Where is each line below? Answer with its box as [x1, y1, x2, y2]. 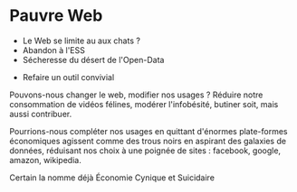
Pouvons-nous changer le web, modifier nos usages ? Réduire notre [9, 89, 263, 100]
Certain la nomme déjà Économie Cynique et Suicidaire [9, 172, 216, 183]
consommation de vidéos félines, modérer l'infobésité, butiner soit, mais [9, 98, 279, 109]
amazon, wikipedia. [9, 154, 81, 165]
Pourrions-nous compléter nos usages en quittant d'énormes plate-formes [9, 125, 288, 136]
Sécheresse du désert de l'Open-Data [22, 54, 165, 65]
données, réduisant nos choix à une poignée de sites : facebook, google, [9, 145, 282, 156]
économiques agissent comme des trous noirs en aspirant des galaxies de [9, 135, 287, 146]
